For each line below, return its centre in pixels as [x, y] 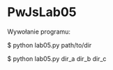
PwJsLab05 [42, 12]
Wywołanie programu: [39, 31]
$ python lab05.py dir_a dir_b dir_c [57, 58]
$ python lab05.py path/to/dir [50, 45]
